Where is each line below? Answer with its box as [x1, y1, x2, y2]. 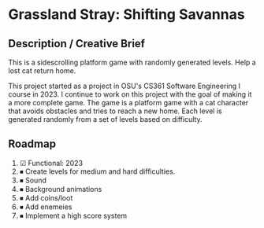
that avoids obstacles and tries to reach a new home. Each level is [8, 106, 222, 116]
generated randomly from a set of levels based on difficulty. [8, 115, 203, 123]
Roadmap [8, 138, 57, 151]
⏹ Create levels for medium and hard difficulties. [19, 167, 176, 176]
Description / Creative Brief [8, 37, 146, 50]
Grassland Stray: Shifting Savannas [8, 6, 246, 24]
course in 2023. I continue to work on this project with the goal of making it [8, 90, 252, 99]
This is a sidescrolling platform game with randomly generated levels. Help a [8, 57, 256, 67]
